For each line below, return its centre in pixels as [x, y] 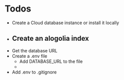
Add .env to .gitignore [34, 72]
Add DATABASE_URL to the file [51, 61]
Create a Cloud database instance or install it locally [65, 23]
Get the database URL [35, 50]
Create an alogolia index [50, 38]
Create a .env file [29, 56]
